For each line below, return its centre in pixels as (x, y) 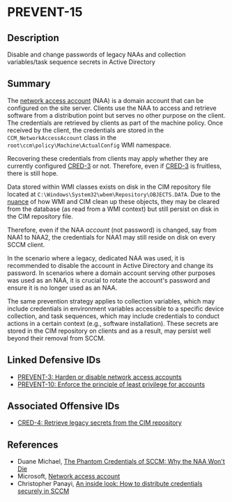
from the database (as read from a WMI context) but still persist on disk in (113, 209)
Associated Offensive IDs (63, 406)
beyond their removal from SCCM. (56, 338)
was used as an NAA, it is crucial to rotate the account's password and (109, 280)
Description (33, 38)
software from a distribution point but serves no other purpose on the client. (116, 115)
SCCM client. (26, 244)
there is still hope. (33, 173)
